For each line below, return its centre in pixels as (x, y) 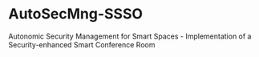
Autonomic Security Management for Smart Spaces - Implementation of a (130, 36)
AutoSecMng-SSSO (75, 14)
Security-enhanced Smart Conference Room (82, 44)
